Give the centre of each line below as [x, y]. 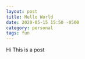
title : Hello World [30, 17]
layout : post [22, 11]
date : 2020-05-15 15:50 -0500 [43, 22]
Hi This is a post [25, 50]
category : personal [30, 28]
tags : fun [18, 33]
